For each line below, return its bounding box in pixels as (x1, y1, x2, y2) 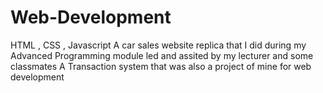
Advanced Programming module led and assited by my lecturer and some (10, 49, 314, 61)
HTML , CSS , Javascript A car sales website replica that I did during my (10, 39, 307, 51)
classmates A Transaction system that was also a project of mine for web (10, 60, 312, 72)
